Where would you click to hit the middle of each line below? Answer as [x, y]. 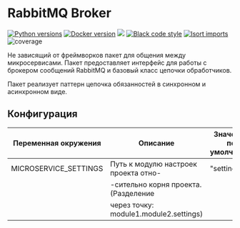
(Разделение [132, 193]
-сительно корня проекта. [156, 185]
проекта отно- [136, 172]
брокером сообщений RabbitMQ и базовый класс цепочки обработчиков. [120, 70]
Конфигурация [42, 114]
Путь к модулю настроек [154, 164]
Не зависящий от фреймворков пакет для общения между [97, 55]
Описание [156, 142]
